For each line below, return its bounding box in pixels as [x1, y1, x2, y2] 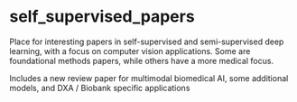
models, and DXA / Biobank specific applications [9, 82, 190, 93]
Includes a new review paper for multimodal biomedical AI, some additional [9, 72, 289, 83]
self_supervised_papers [9, 6, 196, 27]
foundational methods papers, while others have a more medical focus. [9, 55, 274, 66]
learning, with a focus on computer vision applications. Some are [9, 45, 251, 56]
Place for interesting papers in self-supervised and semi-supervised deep [9, 36, 284, 47]
